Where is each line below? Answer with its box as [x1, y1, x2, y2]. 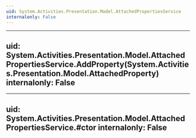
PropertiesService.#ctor [6, 122, 97, 132]
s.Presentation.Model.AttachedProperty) [6, 68, 159, 78]
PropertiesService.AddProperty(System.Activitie [6, 59, 190, 69]
